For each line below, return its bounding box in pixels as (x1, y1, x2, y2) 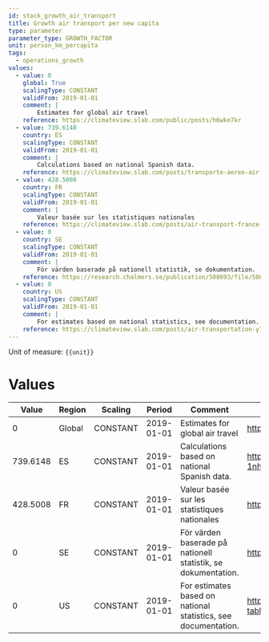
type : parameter (8, 26, 62, 35)
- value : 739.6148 (15, 124, 78, 132)
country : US (22, 288, 62, 296)
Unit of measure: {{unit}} (8, 347, 94, 357)
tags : (8, 49, 26, 57)
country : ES (22, 131, 62, 139)
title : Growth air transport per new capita (8, 19, 159, 27)
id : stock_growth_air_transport (8, 11, 116, 20)
